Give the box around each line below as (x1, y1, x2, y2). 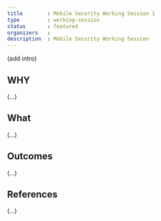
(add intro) (7, 54, 37, 62)
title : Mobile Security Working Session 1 (7, 10, 155, 17)
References (7, 188, 58, 200)
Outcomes (7, 150, 53, 162)
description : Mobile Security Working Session (7, 36, 149, 43)
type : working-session (7, 16, 100, 23)
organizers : (7, 29, 51, 36)
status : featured (7, 23, 78, 30)
